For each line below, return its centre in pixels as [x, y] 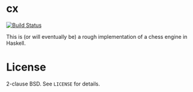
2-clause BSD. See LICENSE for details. [53, 84]
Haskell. [16, 43]
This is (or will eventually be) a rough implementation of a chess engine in [97, 36]
